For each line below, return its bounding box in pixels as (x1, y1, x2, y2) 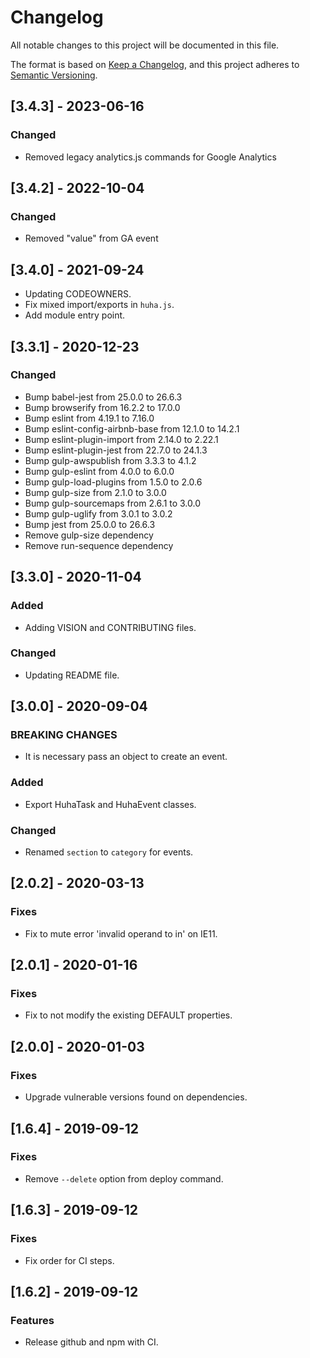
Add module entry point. (24, 309, 126, 321)
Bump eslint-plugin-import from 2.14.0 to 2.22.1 (24, 433, 219, 445)
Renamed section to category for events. (24, 846, 194, 858)
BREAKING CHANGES (10, 728, 118, 742)
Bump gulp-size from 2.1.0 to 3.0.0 (24, 486, 167, 498)
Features (10, 1313, 55, 1327)
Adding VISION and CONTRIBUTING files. (24, 621, 197, 633)
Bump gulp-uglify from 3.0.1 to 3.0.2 (24, 507, 173, 520)
